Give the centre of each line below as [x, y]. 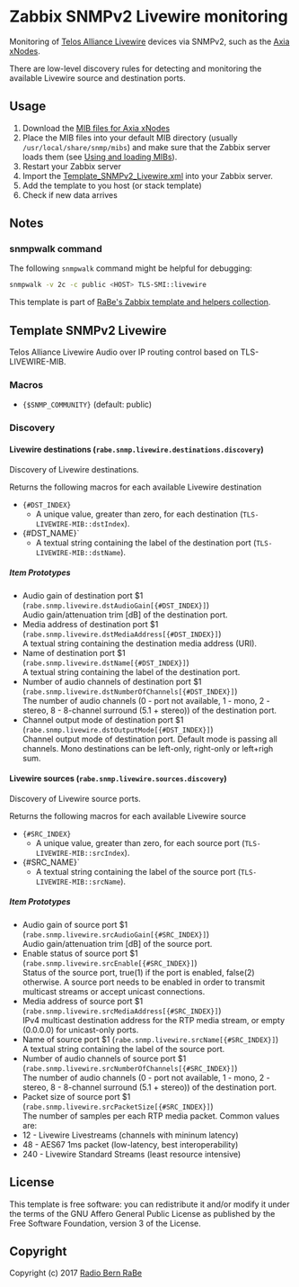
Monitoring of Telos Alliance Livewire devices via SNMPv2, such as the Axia [149, 41]
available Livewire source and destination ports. [97, 77]
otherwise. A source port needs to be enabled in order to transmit [143, 982]
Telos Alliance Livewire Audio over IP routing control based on [124, 352]
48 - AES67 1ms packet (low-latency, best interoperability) [130, 1144]
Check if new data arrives [70, 194]
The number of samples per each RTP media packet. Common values [151, 1116]
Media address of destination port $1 [90, 624]
